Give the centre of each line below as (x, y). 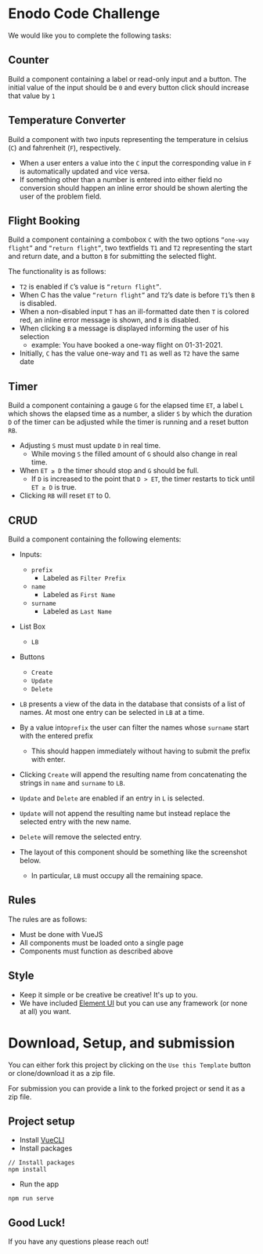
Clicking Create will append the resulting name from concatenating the (133, 775)
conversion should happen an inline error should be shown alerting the (133, 188)
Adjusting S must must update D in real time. (90, 446)
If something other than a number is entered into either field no (121, 179)
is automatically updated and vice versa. (85, 171)
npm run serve (31, 1199)
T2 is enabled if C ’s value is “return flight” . (90, 286)
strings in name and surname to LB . (72, 783)
